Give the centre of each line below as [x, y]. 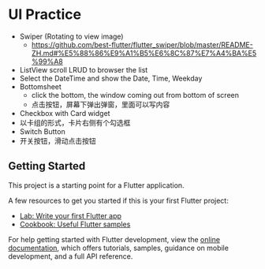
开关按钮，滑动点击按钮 [58, 140]
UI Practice [45, 15]
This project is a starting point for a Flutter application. [96, 185]
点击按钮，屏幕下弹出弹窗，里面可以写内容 [101, 104]
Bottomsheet [40, 86]
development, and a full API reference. [71, 256]
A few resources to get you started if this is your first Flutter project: [118, 200]
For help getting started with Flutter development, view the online [114, 239]
